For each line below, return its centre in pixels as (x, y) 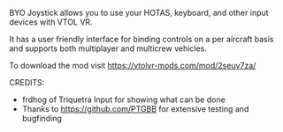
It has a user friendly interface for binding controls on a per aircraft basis (141, 39)
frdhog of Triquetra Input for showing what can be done (123, 99)
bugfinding (42, 118)
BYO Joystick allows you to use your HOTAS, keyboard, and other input (139, 13)
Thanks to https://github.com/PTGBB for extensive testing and (135, 109)
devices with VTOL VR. (51, 22)
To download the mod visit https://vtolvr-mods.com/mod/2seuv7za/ (133, 66)
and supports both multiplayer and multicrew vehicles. (108, 48)
